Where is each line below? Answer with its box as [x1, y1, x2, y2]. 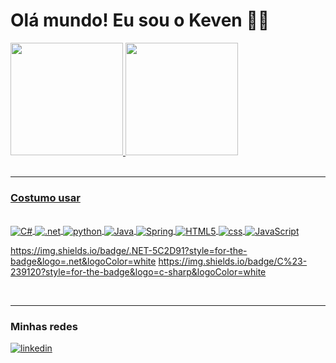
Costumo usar [10, 190, 81, 204]
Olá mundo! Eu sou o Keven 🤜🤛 [10, 9, 270, 32]
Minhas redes [10, 319, 78, 333]
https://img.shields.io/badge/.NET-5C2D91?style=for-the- [10, 244, 248, 256]
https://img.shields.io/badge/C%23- [158, 255, 308, 267]
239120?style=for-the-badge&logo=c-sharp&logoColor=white [10, 265, 267, 278]
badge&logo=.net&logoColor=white [10, 255, 157, 267]
